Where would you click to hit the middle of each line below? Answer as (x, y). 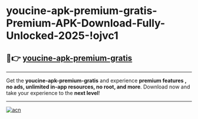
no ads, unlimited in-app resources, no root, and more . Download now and (98, 87)
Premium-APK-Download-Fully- (86, 23)
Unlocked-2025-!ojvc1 (62, 36)
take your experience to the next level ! (53, 93)
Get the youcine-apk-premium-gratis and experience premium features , (96, 81)
